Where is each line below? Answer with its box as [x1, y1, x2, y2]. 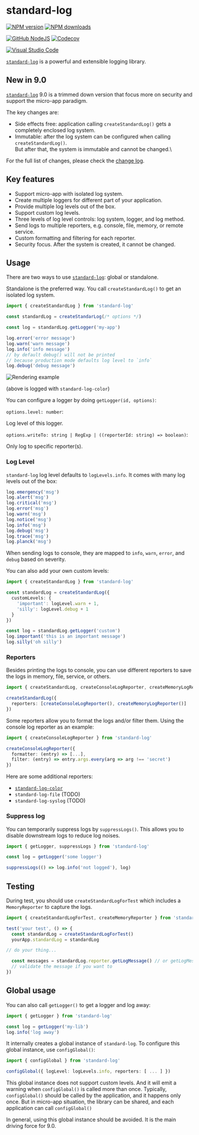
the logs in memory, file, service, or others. [6, 673, 111, 680]
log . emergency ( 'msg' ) [6, 489, 60, 495]
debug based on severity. [6, 556, 66, 563]
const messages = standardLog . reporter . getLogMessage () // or [11, 958, 168, 964]
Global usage [6, 986, 56, 996]
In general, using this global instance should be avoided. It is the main [6, 1116, 176, 1123]
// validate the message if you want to [11, 964, 113, 970]
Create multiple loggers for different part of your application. [14, 196, 163, 203]
